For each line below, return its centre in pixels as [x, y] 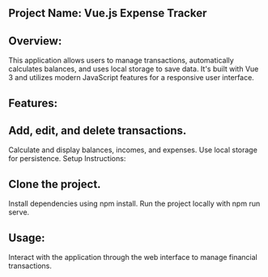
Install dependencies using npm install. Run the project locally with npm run [134, 204]
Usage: [27, 238]
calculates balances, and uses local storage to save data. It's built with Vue [134, 69]
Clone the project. [55, 184]
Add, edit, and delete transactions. [98, 130]
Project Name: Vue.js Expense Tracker [108, 13]
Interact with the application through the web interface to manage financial [133, 258]
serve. [19, 212]
